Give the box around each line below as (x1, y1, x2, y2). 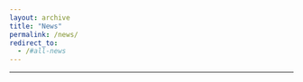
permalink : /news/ (9, 30, 78, 39)
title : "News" (9, 22, 63, 31)
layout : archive (9, 13, 70, 23)
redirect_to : (9, 38, 59, 48)
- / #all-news (17, 47, 67, 56)
